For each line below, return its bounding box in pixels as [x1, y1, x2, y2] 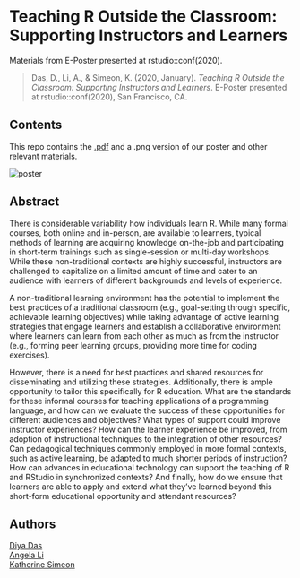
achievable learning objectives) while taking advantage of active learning [9, 311, 279, 322]
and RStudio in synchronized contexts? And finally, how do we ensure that [9, 471, 284, 482]
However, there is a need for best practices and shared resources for [9, 367, 264, 377]
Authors [9, 516, 56, 531]
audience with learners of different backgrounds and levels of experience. [9, 275, 283, 286]
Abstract [9, 194, 60, 210]
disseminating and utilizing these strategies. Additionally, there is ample [9, 376, 273, 387]
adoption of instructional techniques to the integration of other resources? [9, 433, 282, 444]
